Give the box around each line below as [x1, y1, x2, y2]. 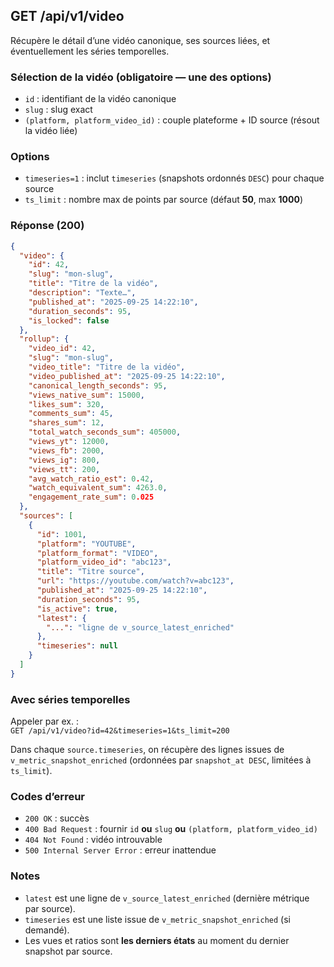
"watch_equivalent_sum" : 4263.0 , [28, 483, 168, 493]
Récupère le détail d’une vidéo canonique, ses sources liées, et [10, 34, 271, 46]
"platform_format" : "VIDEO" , [36, 548, 159, 558]
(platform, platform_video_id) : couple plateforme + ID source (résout [24, 114, 320, 126]
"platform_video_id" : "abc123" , [36, 557, 172, 568]
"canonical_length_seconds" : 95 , [28, 380, 168, 391]
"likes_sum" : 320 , [28, 399, 105, 409]
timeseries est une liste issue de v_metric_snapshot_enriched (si [24, 913, 291, 925]
